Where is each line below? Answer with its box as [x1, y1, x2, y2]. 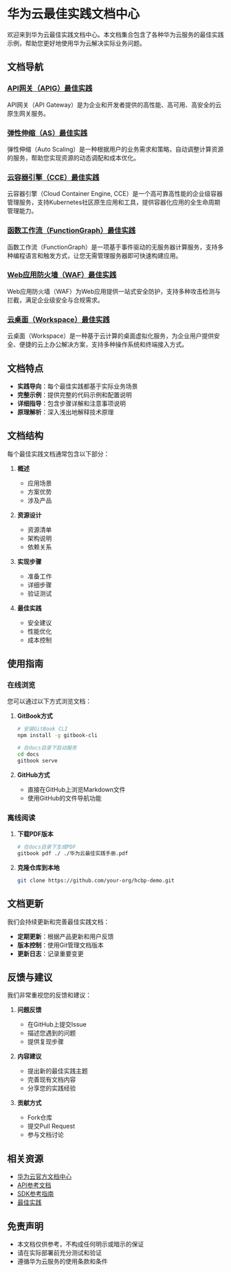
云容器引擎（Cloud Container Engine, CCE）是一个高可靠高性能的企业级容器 [7, 190, 223, 198]
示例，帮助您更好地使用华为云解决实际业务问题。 [7, 39, 146, 47]
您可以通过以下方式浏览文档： [7, 697, 91, 705]
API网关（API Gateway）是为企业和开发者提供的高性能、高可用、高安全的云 [7, 101, 222, 109]
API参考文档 [16, 1181, 52, 1189]
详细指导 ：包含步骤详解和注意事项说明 [16, 399, 126, 407]
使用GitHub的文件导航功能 [27, 794, 102, 802]
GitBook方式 [16, 711, 53, 720]
